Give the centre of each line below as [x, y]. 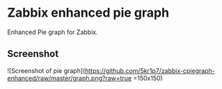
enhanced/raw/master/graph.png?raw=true [70, 78]
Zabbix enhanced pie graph [88, 13]
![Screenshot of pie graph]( [46, 70]
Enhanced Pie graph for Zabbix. [53, 32]
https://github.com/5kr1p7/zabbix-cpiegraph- [150, 70]
